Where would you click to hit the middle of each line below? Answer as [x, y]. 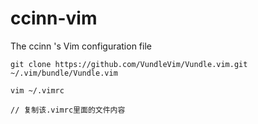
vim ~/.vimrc [37, 90]
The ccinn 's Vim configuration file [81, 46]
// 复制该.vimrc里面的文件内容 [68, 110]
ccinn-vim [54, 18]
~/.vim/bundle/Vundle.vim [64, 73]
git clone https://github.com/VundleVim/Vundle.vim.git [129, 64]
